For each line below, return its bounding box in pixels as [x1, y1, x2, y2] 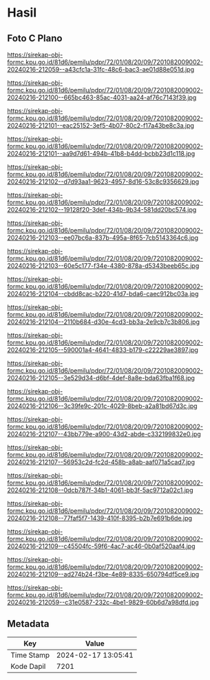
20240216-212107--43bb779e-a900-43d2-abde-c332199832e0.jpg [7, 430, 201, 438]
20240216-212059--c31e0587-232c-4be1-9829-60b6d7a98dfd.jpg [7, 599, 200, 606]
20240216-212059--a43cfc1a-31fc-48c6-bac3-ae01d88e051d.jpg [7, 66, 195, 73]
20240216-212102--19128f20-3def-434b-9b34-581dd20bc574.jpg [7, 206, 197, 213]
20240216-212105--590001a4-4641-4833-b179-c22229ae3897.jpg [7, 346, 198, 353]
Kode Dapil [10, 661, 46, 671]
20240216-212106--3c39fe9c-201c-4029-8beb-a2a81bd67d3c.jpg [7, 402, 198, 410]
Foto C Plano [7, 32, 63, 44]
